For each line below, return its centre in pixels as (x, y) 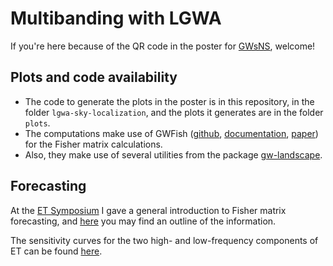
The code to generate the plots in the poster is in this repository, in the (169, 101)
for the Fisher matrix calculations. (93, 144)
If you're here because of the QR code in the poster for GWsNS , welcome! (163, 46)
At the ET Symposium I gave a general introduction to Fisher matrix (148, 210)
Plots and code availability (94, 77)
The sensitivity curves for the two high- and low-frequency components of (164, 240)
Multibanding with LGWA (116, 18)
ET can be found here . (56, 251)
